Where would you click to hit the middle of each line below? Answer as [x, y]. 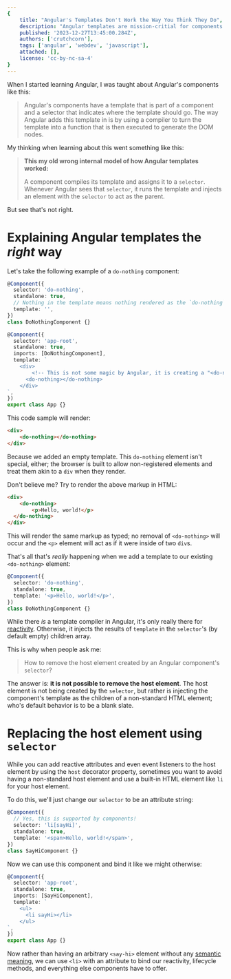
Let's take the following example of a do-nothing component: [93, 271]
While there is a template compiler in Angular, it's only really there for [105, 622]
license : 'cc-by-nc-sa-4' [57, 59]
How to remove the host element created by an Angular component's [122, 663]
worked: [36, 168]
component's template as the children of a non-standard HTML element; [110, 698]
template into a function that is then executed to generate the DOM [119, 127]
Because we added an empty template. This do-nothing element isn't [105, 456]
